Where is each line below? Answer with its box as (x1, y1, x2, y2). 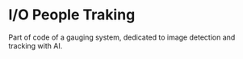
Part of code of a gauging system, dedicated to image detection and (8, 32, 236, 42)
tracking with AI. (8, 40, 63, 50)
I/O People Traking (8, 6, 136, 24)
